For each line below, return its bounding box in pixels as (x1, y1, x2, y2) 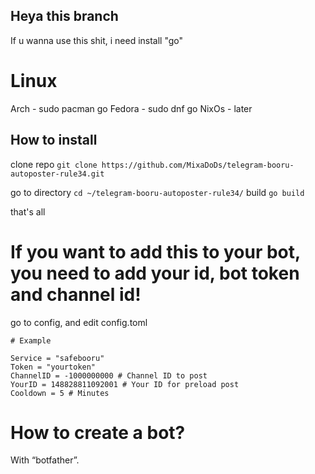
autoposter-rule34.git (10, 169, 105, 179)
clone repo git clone (10, 158, 98, 170)
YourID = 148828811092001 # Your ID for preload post (10, 379, 240, 389)
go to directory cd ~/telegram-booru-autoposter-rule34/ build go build (10, 186, 305, 198)
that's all (10, 205, 46, 218)
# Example (10, 335, 52, 346)
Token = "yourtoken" (10, 362, 97, 372)
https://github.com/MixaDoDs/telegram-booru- (101, 160, 295, 170)
